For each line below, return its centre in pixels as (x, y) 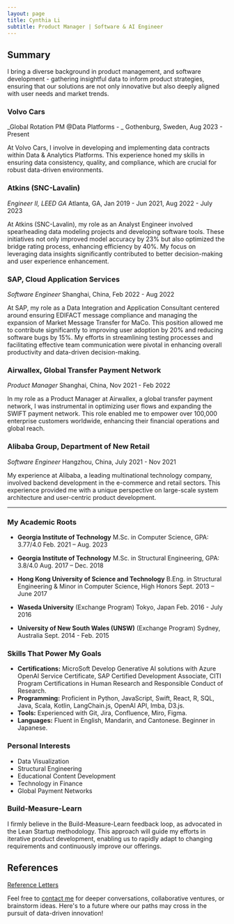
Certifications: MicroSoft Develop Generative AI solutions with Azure (117, 668)
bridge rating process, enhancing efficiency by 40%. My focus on (102, 246)
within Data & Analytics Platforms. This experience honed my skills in (106, 155)
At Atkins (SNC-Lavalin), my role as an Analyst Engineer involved (100, 224)
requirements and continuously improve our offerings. (85, 846)
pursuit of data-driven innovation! (55, 913)
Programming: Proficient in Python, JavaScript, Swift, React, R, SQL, (116, 698)
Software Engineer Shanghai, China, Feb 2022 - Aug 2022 (91, 295)
